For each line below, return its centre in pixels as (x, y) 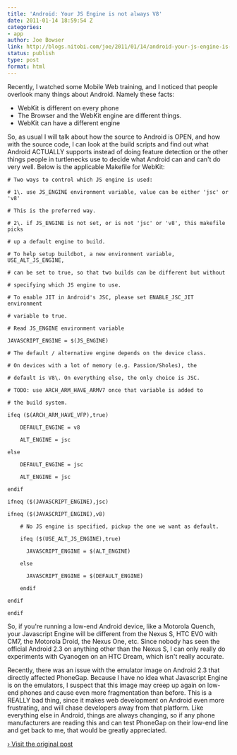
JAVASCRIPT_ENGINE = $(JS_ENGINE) (58, 340)
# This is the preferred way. (52, 211)
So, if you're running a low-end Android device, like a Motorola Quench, (111, 626)
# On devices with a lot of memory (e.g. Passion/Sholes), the (102, 365)
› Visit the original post (40, 744)
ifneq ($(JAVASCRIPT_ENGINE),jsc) (58, 502)
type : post (23, 60)
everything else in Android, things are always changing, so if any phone (111, 715)
